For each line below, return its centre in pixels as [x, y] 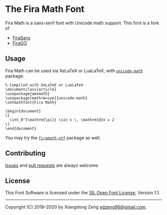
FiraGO [20, 43]
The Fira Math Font [45, 9]
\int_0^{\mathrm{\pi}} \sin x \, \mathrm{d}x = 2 [62, 120]
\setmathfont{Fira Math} [31, 102]
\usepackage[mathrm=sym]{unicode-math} [46, 98]
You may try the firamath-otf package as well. [53, 138]
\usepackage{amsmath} [28, 94]
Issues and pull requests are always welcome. [52, 165]
